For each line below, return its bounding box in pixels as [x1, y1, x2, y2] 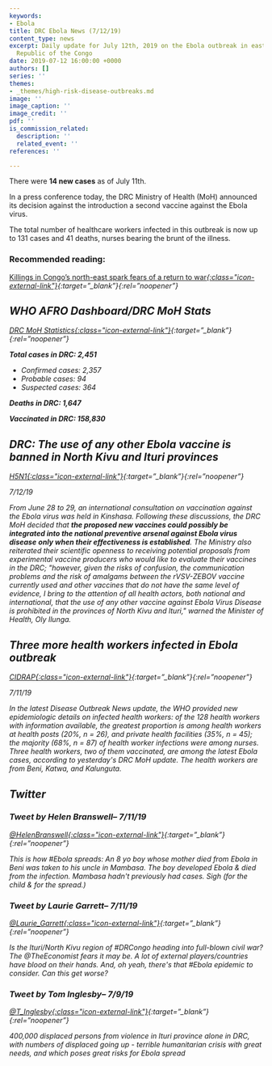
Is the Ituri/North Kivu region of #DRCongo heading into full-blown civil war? [9, 943, 264, 953]
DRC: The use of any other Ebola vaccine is [9, 438, 232, 451]
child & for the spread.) [9, 879, 86, 890]
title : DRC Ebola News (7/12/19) [9, 27, 122, 35]
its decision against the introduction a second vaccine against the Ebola [9, 201, 249, 210]
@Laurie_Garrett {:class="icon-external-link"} [9, 919, 161, 929]
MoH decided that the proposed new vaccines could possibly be [9, 520, 228, 530]
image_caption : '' [9, 102, 71, 110]
